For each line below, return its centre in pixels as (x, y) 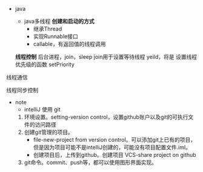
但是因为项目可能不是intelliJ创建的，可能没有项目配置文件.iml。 (112, 147)
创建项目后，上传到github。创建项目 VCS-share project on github (115, 155)
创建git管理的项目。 (49, 132)
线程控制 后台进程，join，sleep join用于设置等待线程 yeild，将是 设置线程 (106, 57)
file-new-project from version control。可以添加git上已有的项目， (114, 140)
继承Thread (48, 29)
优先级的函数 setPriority (45, 64)
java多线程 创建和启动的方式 (59, 21)
